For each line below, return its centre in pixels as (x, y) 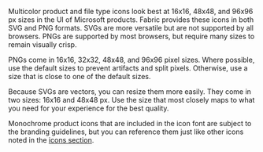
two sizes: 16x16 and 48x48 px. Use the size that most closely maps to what (131, 100)
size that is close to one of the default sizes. (80, 76)
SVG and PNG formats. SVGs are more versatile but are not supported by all (131, 28)
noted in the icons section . (51, 140)
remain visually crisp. (43, 45)
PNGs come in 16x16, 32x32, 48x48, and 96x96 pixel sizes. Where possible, (131, 60)
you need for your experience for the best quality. (89, 108)
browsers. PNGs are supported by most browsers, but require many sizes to (131, 36)
